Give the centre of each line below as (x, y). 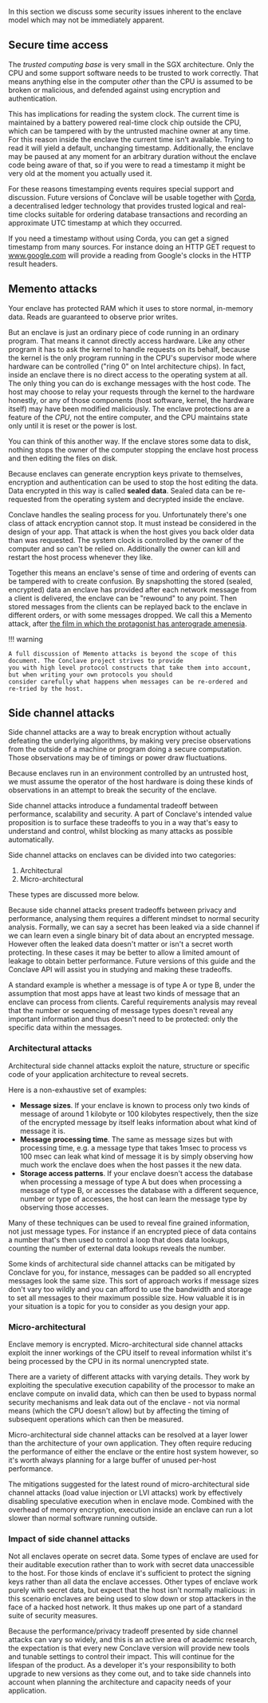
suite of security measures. (53, 1616)
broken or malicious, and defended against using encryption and (114, 90)
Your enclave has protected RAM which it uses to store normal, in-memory (131, 308)
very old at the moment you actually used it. (81, 173)
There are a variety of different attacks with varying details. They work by (129, 1377)
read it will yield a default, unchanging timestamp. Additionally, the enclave (131, 148)
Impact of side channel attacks (69, 1538)
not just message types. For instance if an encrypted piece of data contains (132, 1231)
